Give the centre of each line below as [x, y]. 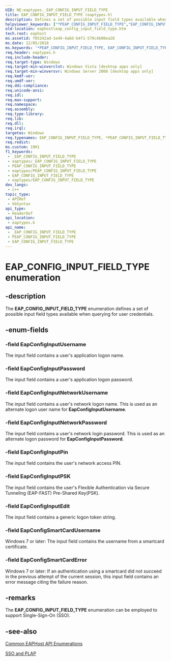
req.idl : [15, 95]
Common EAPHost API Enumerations [44, 644]
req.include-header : [27, 57]
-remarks [20, 598]
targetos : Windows [25, 133]
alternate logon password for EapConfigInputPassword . [65, 439]
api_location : [20, 218]
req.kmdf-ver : [20, 76]
